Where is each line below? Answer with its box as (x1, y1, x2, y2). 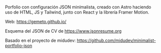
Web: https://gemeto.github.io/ (5, 19, 66, 24)
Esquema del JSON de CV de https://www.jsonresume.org (5, 28, 122, 34)
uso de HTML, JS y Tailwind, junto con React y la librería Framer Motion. (5, 9, 149, 15)
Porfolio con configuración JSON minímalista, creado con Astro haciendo (5, 4, 151, 10)
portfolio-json (5, 43, 32, 48)
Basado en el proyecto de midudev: (5, 37, 76, 43)
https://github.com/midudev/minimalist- (77, 37, 156, 43)
